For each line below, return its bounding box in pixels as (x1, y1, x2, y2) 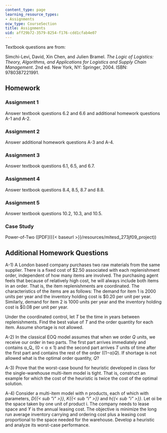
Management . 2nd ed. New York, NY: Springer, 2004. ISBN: (5, 64, 128, 70)
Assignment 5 (5, 199, 40, 206)
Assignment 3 (5, 151, 40, 158)
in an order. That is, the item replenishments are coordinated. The (5, 283, 140, 289)
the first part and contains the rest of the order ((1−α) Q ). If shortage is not (5, 349, 157, 356)
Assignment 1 (5, 99, 39, 106)
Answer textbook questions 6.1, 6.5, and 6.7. (5, 163, 95, 169)
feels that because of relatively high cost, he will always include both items (5, 277, 159, 284)
